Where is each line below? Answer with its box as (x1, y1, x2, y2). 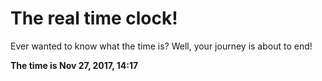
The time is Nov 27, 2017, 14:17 (10, 59, 139, 71)
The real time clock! (10, 7, 178, 30)
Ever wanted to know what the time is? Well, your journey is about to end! (10, 40, 313, 52)
